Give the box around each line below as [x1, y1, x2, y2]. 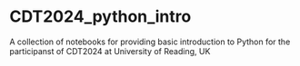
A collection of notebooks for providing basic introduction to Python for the [9, 36, 291, 47]
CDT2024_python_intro [9, 6, 192, 27]
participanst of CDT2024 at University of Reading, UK [9, 45, 211, 56]
